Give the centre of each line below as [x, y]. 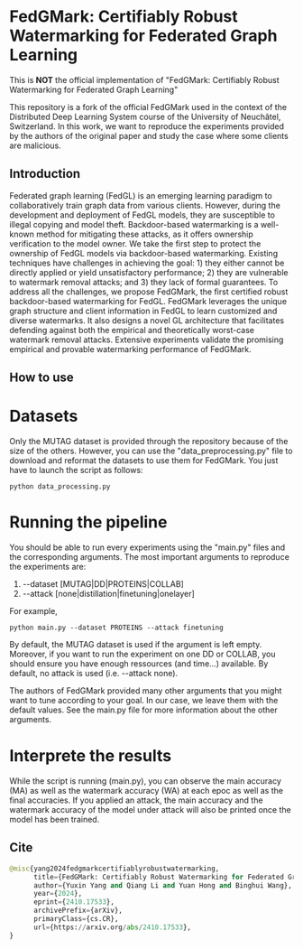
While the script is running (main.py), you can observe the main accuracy [146, 781]
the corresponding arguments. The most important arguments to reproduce [150, 557]
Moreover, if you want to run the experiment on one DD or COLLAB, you [142, 654]
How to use [41, 378]
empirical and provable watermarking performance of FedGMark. [130, 349]
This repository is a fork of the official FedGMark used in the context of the [148, 107]
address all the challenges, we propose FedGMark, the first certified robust [149, 292]
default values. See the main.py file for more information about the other [143, 710]
